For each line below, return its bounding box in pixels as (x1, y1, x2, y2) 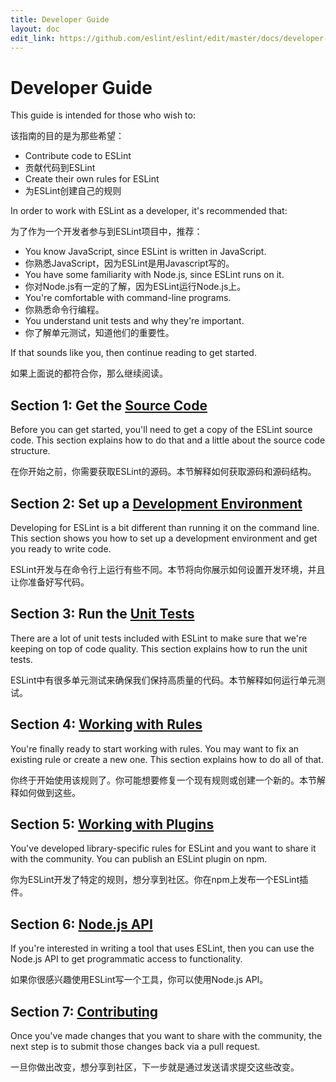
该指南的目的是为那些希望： (10, 130, 125, 142)
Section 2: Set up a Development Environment (10, 495, 303, 512)
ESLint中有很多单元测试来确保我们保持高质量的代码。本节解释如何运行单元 (10, 674, 317, 686)
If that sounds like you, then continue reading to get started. (10, 347, 257, 359)
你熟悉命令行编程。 (24, 304, 105, 316)
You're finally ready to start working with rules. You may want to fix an (10, 742, 300, 755)
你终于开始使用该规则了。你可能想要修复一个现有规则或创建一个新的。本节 (10, 774, 317, 786)
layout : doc (10, 24, 60, 34)
